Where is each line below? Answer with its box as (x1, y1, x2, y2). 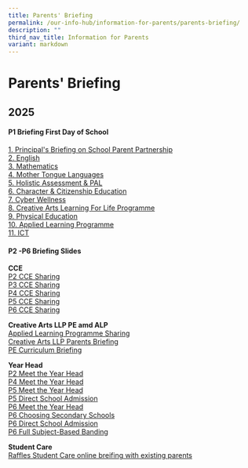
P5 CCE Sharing (8, 297, 60, 307)
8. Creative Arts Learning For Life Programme (8, 203, 155, 212)
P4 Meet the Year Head (8, 377, 84, 386)
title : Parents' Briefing (8, 11, 93, 20)
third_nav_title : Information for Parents (8, 33, 149, 42)
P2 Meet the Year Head (8, 369, 84, 379)
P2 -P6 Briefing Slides (8, 246, 82, 256)
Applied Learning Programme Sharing (8, 328, 130, 338)
